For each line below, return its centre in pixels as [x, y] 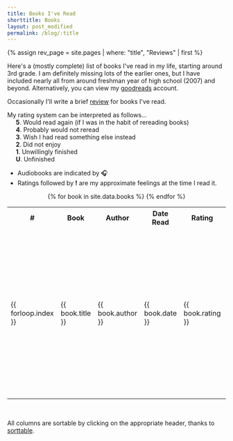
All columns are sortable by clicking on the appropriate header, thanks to [111, 423]
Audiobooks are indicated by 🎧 [62, 173]
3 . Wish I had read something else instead [76, 137]
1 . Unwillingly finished [47, 152]
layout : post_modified [40, 26]
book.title [76, 313]
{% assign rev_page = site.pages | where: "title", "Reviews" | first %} [105, 53]
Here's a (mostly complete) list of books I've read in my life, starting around [115, 66]
